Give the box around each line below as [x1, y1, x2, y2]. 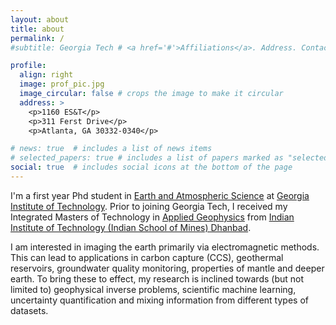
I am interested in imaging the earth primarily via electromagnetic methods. [10, 241, 320, 253]
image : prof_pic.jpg [19, 79, 105, 90]
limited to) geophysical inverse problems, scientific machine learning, [10, 283, 297, 295]
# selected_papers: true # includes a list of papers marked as [10, 153, 284, 163]
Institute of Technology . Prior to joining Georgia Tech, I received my [10, 200, 288, 212]
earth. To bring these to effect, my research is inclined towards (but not [10, 272, 305, 285]
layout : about [10, 14, 70, 25]
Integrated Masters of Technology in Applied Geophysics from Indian [10, 211, 295, 223]
